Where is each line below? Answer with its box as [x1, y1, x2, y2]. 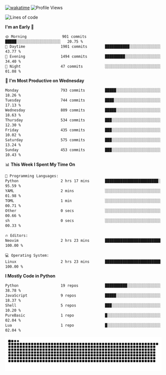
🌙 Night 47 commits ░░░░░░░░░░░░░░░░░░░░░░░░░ [5, 64, 161, 69]
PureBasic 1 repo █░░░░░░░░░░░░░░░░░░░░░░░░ [5, 313, 161, 318]
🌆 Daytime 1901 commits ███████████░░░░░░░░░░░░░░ [5, 44, 161, 49]
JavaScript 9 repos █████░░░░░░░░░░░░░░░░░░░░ [5, 293, 161, 298]
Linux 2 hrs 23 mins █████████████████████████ [5, 259, 161, 264]
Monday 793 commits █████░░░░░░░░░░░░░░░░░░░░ [5, 88, 161, 93]
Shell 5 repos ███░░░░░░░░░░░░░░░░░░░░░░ [5, 303, 161, 308]
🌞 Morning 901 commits [5, 34, 87, 39]
